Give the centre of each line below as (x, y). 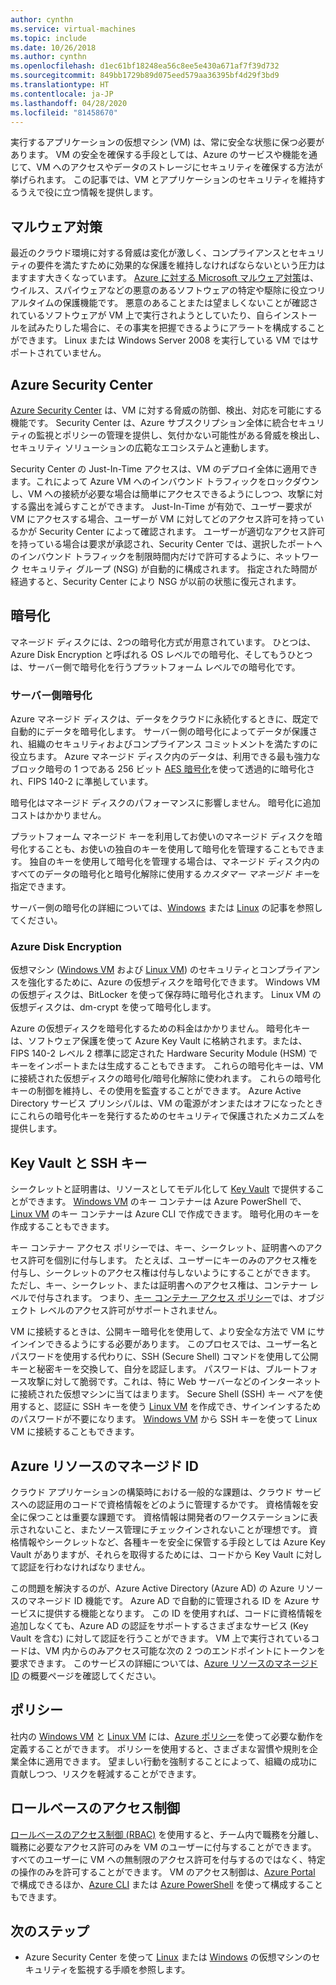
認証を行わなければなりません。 (84, 1567)
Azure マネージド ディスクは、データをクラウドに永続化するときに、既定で (165, 719)
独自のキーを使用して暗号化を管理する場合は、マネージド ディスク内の (174, 862)
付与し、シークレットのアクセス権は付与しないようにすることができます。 (163, 1273)
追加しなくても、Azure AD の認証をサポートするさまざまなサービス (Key (159, 1626)
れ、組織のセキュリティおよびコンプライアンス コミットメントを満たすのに (164, 744)
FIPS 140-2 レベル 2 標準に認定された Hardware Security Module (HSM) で (164, 1053)
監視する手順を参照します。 (133, 1970)
